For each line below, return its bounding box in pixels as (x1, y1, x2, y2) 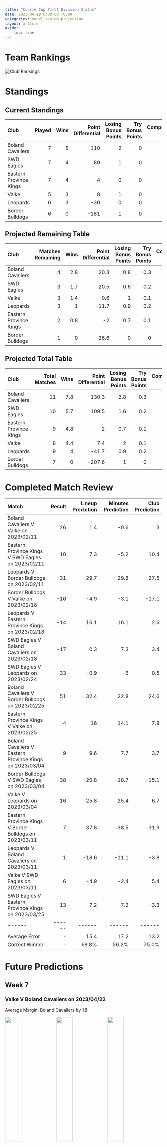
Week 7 (5, 981, 29, 989)
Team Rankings (5, 52, 71, 63)
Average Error (7, 933, 40, 940)
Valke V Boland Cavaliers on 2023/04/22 (5, 996, 106, 1003)
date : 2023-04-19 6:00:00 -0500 (5, 12, 72, 17)
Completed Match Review (5, 482, 113, 493)
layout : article (5, 21, 39, 26)
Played (34, 127, 51, 134)
